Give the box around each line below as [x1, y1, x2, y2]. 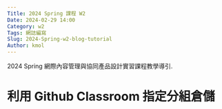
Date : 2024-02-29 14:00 [7, 17, 76, 23]
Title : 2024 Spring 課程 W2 [7, 10, 86, 17]
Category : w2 [7, 23, 45, 30]
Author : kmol [7, 42, 45, 49]
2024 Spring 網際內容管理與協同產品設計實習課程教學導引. [7, 62, 173, 70]
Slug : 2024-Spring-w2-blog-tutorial [7, 36, 112, 43]
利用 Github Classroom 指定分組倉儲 [7, 89, 215, 104]
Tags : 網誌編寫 [7, 29, 47, 37]
